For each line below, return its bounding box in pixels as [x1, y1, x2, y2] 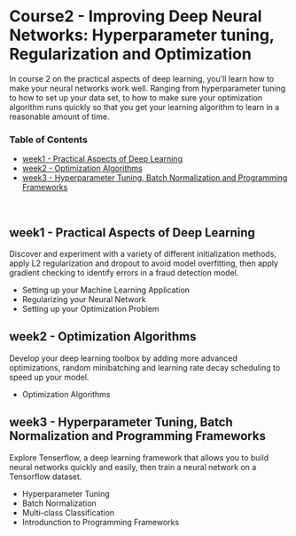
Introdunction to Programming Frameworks [21, 516, 180, 527]
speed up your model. [9, 372, 90, 382]
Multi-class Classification [21, 507, 115, 517]
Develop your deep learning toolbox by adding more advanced [9, 353, 238, 364]
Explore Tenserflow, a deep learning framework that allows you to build [9, 452, 269, 463]
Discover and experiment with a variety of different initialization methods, [9, 249, 277, 260]
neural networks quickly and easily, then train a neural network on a [9, 461, 257, 472]
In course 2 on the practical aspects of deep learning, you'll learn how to [9, 73, 275, 84]
